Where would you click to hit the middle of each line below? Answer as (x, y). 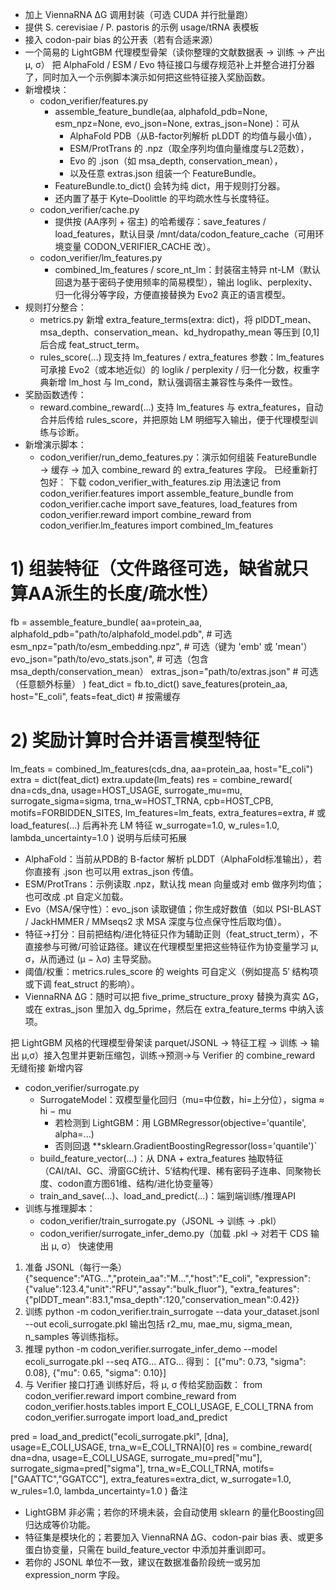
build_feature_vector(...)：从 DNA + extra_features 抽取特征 (161, 1158)
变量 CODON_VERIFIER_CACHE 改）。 (140, 246)
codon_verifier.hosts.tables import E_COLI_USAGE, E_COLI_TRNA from (169, 1406)
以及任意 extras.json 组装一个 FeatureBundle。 (165, 173)
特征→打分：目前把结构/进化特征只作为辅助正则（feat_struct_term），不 (171, 934)
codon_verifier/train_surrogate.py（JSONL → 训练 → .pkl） (160, 1220)
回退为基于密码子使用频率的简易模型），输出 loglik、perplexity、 (186, 282)
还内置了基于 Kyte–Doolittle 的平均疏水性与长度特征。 (164, 198)
